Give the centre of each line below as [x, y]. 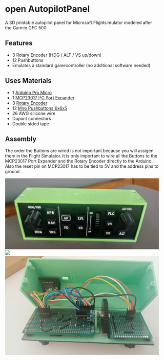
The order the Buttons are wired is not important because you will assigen [79, 151]
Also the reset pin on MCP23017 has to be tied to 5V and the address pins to [82, 166]
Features [19, 43]
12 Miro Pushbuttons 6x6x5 [40, 108]
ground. [13, 172]
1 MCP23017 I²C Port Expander [43, 98]
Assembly [21, 139]
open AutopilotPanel [48, 9]
